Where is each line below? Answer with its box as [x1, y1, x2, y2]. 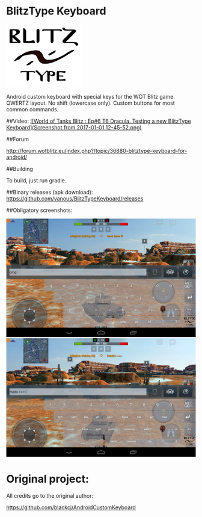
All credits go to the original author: [6, 492, 94, 499]
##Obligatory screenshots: [6, 206, 73, 214]
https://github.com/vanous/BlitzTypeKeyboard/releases [6, 194, 144, 202]
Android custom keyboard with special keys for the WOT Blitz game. [6, 93, 176, 100]
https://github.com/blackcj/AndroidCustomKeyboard [6, 504, 136, 511]
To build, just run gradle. [6, 176, 67, 184]
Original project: [6, 472, 89, 486]
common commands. [6, 105, 59, 113]
